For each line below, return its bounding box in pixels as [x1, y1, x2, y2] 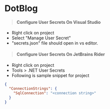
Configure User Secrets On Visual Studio [16, 19, 101, 25]
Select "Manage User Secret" [11, 35, 71, 41]
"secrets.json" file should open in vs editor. [11, 40, 98, 46]
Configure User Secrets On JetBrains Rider [16, 51, 105, 57]
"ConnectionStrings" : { [9, 86, 57, 91]
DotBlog [4, 3, 38, 14]
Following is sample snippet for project [11, 72, 90, 78]
